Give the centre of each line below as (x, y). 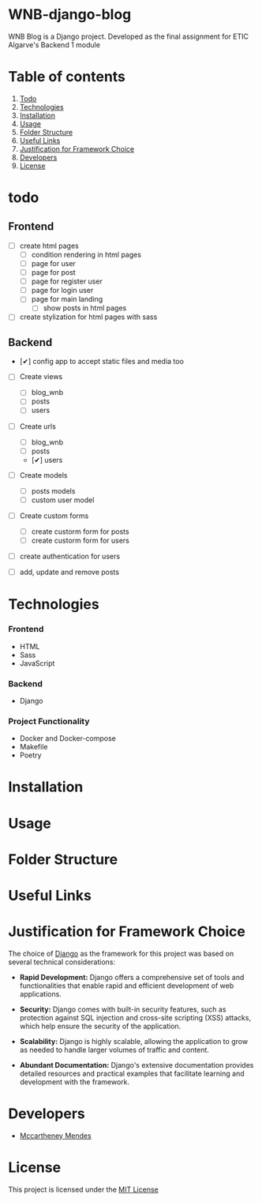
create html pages (49, 246)
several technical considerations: (62, 962)
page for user (54, 263)
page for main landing (67, 299)
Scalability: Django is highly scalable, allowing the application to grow (134, 1041)
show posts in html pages (85, 308)
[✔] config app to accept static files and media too (101, 362)
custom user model (63, 500)
